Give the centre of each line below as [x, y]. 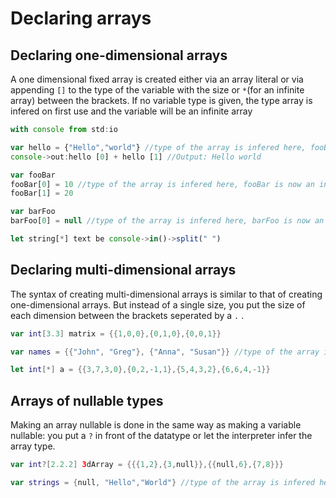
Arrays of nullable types [87, 400]
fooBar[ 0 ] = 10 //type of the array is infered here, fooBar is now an [162, 184]
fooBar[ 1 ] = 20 [42, 193]
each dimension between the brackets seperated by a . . [127, 315]
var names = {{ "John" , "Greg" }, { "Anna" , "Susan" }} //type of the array [165, 352]
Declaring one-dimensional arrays [119, 55]
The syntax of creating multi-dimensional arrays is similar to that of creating [166, 294]
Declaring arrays [81, 18]
